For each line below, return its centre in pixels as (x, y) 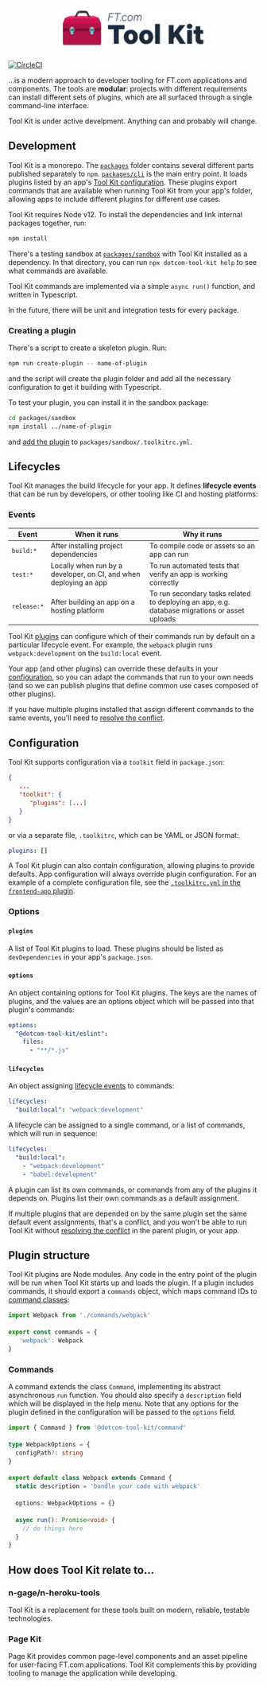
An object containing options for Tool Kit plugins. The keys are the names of (132, 992)
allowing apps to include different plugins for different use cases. (114, 199)
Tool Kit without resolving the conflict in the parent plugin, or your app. (124, 1230)
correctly (164, 582)
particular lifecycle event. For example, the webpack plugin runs (110, 645)
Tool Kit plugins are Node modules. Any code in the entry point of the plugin (133, 1275)
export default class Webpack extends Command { (90, 1478)
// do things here (53, 1528)
